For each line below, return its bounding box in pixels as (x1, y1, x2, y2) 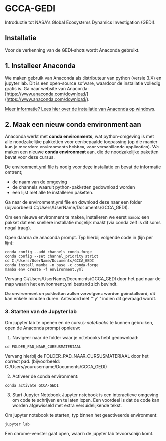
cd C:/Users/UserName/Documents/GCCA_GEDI (5, 258, 94, 263)
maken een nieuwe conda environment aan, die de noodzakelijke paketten (5, 149, 159, 155)
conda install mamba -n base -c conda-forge (5, 263, 99, 268)
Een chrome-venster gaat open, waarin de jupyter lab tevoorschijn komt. (5, 430, 154, 436)
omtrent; (5, 169, 23, 175)
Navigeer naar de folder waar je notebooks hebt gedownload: (12, 334, 139, 340)
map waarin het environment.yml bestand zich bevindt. (5, 281, 118, 287)
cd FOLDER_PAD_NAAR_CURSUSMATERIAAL (5, 344, 81, 349)
